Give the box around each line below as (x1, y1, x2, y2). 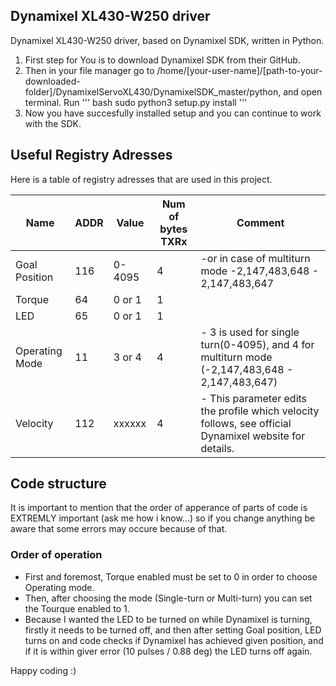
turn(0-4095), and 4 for (200, 337, 315, 351)
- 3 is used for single (200, 325, 300, 339)
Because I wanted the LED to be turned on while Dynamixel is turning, (24, 613, 313, 625)
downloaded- (24, 75, 81, 87)
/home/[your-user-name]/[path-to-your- (156, 64, 323, 76)
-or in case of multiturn (200, 251, 311, 265)
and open (283, 85, 323, 98)
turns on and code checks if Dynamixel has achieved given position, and (24, 634, 324, 646)
